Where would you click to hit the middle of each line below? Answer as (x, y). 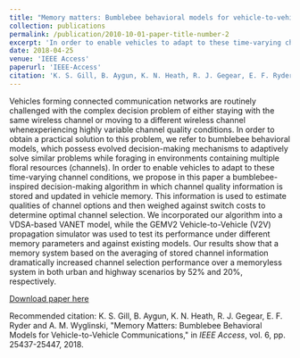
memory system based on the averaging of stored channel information (139, 253)
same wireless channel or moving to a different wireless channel (127, 120)
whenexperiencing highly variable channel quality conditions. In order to (142, 129)
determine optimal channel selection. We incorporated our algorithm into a (146, 214)
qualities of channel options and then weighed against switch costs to (137, 205)
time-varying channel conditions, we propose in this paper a (120, 177)
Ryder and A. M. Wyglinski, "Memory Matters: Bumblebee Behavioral (136, 325)
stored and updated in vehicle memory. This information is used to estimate (148, 196)
